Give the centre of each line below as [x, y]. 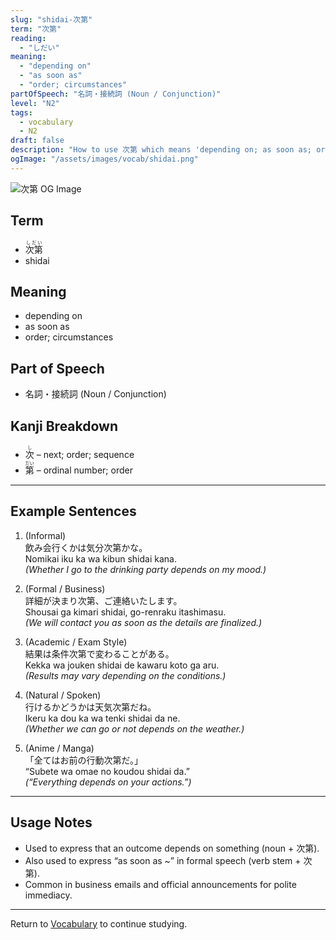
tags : [21, 112]
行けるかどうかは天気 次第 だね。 [90, 707]
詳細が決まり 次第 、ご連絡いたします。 [103, 600]
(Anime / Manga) [59, 748]
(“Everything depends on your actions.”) [108, 782]
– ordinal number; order [84, 470]
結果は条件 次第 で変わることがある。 [99, 653]
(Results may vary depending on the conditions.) [125, 675]
